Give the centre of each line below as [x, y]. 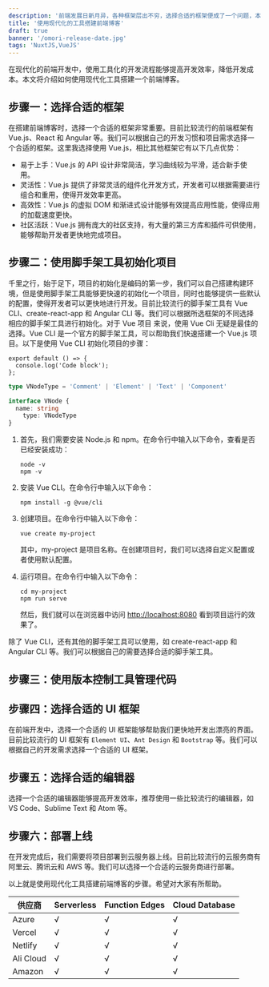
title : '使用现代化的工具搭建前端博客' [66, 23]
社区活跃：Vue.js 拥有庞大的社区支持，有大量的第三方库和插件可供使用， [140, 224]
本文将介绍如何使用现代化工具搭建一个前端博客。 [103, 79]
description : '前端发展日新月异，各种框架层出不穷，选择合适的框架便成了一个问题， [132, 16]
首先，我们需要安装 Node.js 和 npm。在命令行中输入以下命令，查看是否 [138, 439]
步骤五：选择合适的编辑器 [71, 777]
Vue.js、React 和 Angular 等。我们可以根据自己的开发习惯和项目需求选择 [128, 138]
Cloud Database [204, 905]
